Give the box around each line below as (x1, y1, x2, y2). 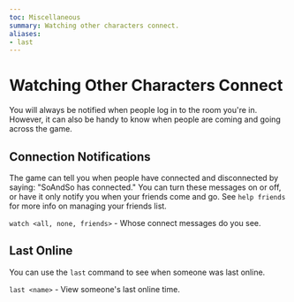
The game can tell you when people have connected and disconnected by (9, 173, 279, 183)
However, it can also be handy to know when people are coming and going (9, 114, 281, 125)
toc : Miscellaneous (9, 12, 81, 22)
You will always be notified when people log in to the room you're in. (9, 105, 258, 116)
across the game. (9, 124, 72, 134)
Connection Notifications (9, 149, 152, 164)
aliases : (9, 29, 41, 38)
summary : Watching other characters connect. (9, 21, 179, 30)
